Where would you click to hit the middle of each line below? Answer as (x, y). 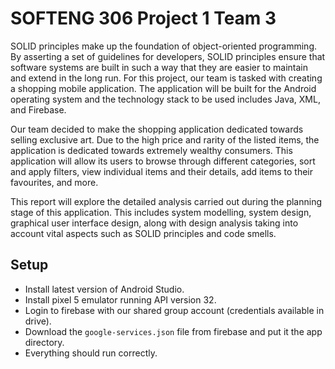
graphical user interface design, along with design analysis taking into (154, 223)
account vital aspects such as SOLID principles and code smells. (143, 233)
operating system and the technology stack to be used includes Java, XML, (165, 99)
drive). (38, 321)
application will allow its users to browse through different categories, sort (163, 161)
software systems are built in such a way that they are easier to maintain (159, 67)
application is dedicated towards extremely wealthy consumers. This (151, 150)
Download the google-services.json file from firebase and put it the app (173, 331)
